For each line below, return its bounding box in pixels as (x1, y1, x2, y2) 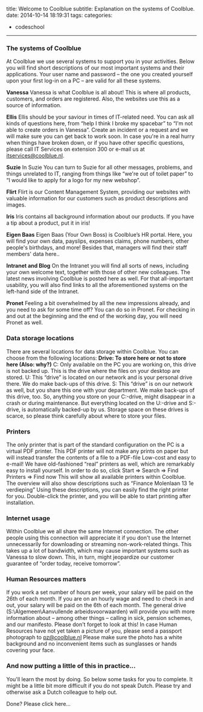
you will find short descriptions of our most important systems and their (6, 64, 185, 71)
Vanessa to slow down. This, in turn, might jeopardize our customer (6, 553, 174, 561)
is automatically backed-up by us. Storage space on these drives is (22, 406, 189, 413)
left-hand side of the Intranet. (6, 288, 80, 295)
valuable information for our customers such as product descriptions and (6, 195, 188, 202)
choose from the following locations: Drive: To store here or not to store (6, 354, 186, 361)
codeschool (14, 24, 45, 30)
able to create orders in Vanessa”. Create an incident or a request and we (6, 127, 188, 134)
